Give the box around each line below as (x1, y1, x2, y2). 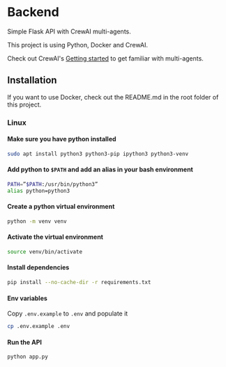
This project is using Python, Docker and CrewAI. (7, 40, 149, 49)
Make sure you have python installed (7, 135, 116, 143)
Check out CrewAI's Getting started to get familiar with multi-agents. (7, 54, 204, 63)
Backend (7, 4, 59, 20)
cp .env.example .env (7, 323, 70, 330)
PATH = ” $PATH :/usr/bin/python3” (7, 180, 98, 188)
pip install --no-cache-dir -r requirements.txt (7, 279, 151, 286)
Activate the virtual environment (7, 233, 103, 241)
